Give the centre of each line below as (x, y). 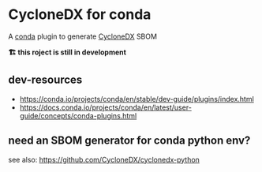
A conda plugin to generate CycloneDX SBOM (83, 36)
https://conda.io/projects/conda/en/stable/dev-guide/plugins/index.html (137, 99)
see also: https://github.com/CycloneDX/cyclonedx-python (104, 159)
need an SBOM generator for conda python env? (129, 141)
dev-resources (45, 80)
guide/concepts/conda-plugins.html (78, 115)
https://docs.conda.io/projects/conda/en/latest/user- (105, 107)
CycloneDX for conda (80, 15)
